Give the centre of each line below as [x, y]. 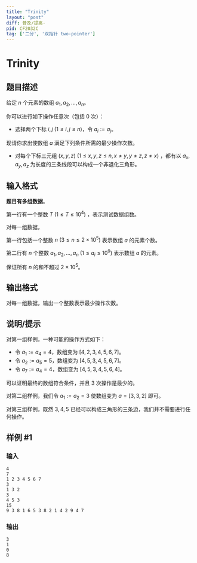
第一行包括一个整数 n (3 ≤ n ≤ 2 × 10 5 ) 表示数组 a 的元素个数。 [84, 239]
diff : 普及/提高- [26, 23]
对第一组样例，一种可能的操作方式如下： [56, 339]
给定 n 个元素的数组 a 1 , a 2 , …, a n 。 [48, 104]
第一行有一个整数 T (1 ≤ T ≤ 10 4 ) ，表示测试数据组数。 [73, 214]
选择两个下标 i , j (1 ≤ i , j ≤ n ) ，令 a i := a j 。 [65, 130]
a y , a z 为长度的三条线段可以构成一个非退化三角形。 [77, 165]
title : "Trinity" [28, 12]
